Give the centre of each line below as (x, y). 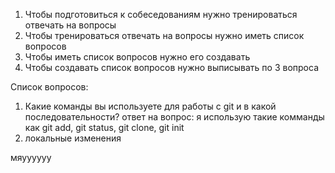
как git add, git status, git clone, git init (104, 127)
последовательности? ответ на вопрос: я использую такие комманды (174, 117)
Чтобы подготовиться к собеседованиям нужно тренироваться (161, 14)
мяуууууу (31, 157)
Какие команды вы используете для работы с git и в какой (150, 106)
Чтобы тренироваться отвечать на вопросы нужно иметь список (164, 35)
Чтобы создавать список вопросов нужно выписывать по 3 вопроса (171, 67)
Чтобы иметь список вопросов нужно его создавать (137, 57)
